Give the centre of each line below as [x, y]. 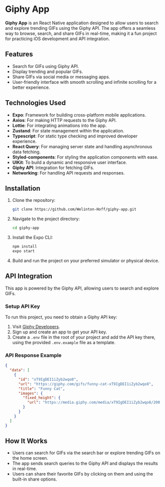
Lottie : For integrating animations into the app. [60, 125]
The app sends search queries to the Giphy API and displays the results [85, 463]
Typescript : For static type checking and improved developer [75, 136]
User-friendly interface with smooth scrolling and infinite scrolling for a [84, 82]
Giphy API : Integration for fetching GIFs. [53, 168]
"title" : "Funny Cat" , [41, 389]
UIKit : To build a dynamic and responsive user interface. [70, 162]
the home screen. [30, 458]
